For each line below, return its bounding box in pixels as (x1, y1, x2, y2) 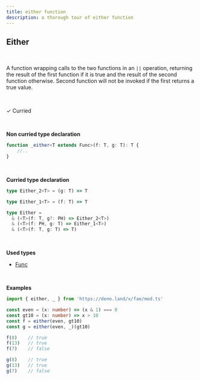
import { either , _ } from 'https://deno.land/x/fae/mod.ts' (6, 296, 164, 302)
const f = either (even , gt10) (6, 318, 83, 324)
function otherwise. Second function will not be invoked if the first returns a (6, 77, 195, 85)
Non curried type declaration (6, 130, 80, 138)
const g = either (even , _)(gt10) (6, 324, 91, 330)
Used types (6, 249, 36, 257)
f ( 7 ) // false (6, 346, 50, 352)
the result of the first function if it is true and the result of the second (6, 71, 177, 79)
